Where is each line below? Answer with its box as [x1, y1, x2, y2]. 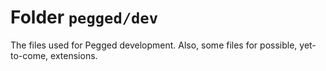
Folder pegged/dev [10, 6, 159, 29]
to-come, [10, 49, 49, 61]
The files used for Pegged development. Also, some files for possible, [10, 39, 298, 51]
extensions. [50, 49, 98, 61]
